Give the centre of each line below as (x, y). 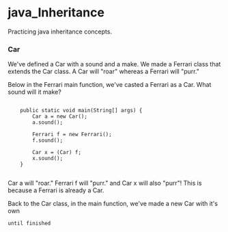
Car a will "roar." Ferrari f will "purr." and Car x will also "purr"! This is (105, 183)
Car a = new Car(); (60, 117)
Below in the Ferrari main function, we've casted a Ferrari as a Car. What (110, 85)
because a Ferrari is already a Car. (56, 190)
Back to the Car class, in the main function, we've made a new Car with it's (113, 204)
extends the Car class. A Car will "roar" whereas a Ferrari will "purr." (104, 72)
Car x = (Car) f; (57, 153)
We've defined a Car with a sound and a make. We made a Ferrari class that (114, 64)
